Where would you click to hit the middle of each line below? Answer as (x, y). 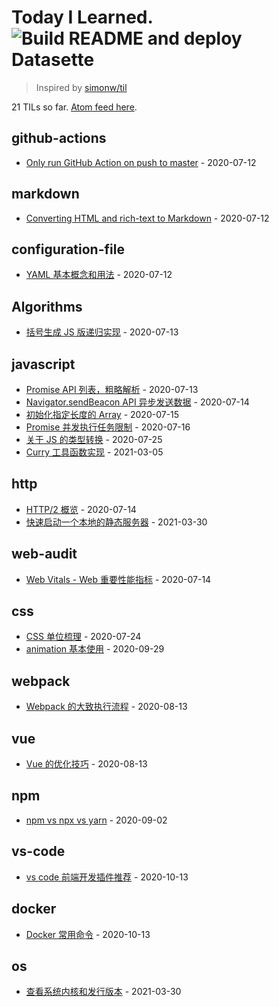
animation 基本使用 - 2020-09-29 (95, 649)
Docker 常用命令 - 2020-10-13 (88, 934)
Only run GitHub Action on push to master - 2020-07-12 (141, 162)
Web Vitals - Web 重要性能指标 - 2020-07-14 (118, 579)
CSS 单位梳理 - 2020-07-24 (83, 637)
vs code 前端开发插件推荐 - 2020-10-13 (107, 877)
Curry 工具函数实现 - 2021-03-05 (94, 452)
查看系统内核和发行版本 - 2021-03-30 (103, 992)
